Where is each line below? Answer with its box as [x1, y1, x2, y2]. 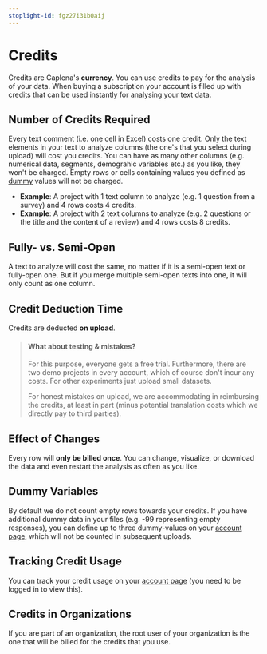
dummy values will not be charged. [8, 177, 124, 186]
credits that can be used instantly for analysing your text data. [8, 90, 212, 99]
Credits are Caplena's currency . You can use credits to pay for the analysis [8, 73, 256, 82]
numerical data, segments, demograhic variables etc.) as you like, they [8, 159, 241, 169]
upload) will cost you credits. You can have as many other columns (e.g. [8, 151, 245, 161]
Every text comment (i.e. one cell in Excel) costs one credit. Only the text [8, 134, 247, 144]
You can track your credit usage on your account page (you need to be [8, 576, 241, 585]
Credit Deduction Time [8, 301, 124, 316]
